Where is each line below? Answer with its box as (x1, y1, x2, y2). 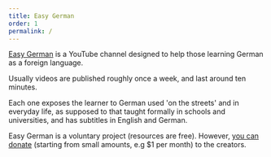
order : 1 (8, 20, 38, 28)
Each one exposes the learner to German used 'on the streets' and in (8, 98, 239, 108)
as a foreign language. (8, 58, 84, 68)
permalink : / (8, 27, 53, 35)
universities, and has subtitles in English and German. (8, 116, 188, 125)
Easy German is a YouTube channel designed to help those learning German (8, 50, 264, 59)
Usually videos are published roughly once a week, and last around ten (8, 74, 247, 84)
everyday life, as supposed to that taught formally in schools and (8, 107, 226, 116)
